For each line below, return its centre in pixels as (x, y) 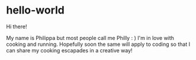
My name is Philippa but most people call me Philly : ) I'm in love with (90, 38)
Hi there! (17, 26)
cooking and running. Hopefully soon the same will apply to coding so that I (98, 44)
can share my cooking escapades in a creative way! (69, 50)
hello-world (36, 10)
